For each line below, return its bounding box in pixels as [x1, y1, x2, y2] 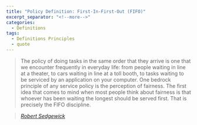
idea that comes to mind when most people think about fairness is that [20, 89, 191, 96]
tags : [6, 31, 19, 36]
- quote [11, 42, 31, 48]
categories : [6, 19, 35, 25]
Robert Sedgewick [20, 112, 66, 119]
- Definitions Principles [11, 36, 75, 42]
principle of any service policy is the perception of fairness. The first [20, 82, 187, 89]
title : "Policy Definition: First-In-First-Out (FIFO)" [6, 8, 146, 15]
